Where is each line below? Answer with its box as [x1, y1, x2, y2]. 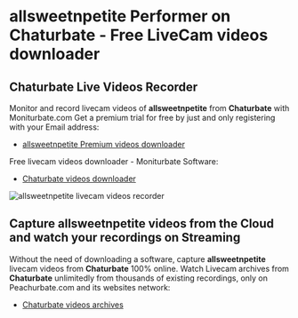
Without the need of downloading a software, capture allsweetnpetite [9, 253, 267, 264]
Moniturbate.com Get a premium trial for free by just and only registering [9, 113, 276, 123]
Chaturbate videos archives [21, 299, 125, 310]
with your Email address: [9, 122, 100, 132]
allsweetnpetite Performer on [9, 6, 231, 27]
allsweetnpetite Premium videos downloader [21, 139, 185, 149]
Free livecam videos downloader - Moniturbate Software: [9, 156, 219, 166]
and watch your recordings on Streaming [9, 230, 241, 245]
